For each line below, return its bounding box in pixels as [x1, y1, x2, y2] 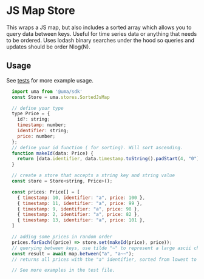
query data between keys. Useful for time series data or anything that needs [6, 30, 197, 37]
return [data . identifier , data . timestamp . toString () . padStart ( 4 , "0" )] [17, 156, 202, 162]
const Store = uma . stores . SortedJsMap [12, 94, 110, 100]
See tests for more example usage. [6, 76, 94, 84]
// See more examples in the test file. [12, 267, 115, 274]
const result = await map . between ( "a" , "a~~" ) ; [12, 250, 135, 257]
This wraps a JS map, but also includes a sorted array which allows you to [6, 24, 192, 31]
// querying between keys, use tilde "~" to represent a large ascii [12, 245, 191, 251]
